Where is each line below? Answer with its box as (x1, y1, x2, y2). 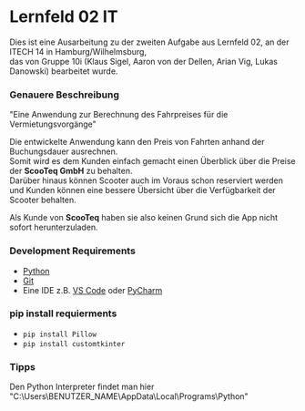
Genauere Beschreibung (9, 88, 120, 101)
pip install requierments (9, 307, 117, 320)
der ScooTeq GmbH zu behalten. (9, 166, 133, 177)
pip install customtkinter (22, 339, 126, 348)
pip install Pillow (22, 330, 97, 339)
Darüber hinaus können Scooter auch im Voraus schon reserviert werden (9, 175, 284, 186)
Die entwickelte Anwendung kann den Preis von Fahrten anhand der (9, 137, 265, 148)
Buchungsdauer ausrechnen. (9, 146, 118, 157)
